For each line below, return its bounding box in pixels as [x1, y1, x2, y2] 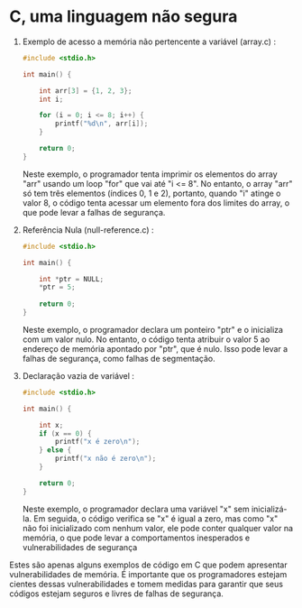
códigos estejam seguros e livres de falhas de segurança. [9, 588, 224, 599]
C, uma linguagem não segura [9, 6, 238, 27]
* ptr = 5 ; [39, 282, 76, 292]
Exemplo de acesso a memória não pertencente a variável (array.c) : [22, 36, 277, 47]
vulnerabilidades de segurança [22, 541, 138, 552]
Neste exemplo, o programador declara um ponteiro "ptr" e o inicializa [22, 324, 284, 335]
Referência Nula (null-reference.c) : [22, 224, 154, 235]
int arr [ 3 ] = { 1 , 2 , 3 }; [39, 86, 133, 96]
